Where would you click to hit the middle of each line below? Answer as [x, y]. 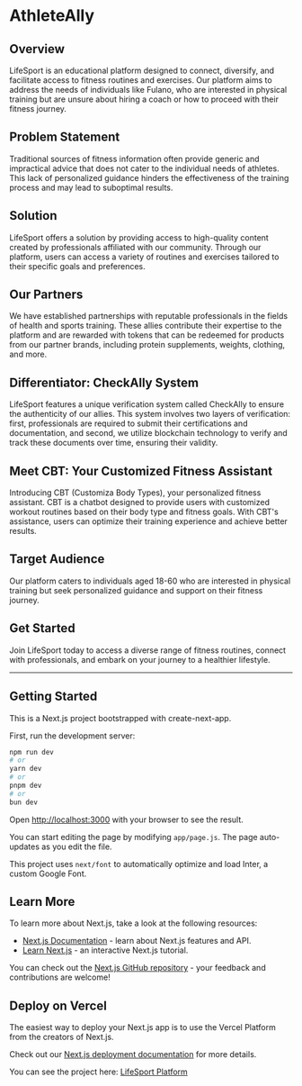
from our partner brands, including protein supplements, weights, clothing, [147, 345]
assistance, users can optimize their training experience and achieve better [148, 521]
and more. [28, 354]
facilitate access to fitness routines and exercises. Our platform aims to [141, 80]
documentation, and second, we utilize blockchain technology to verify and [148, 433]
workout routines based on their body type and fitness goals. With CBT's [144, 512]
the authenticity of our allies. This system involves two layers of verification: [150, 414]
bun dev [24, 802]
